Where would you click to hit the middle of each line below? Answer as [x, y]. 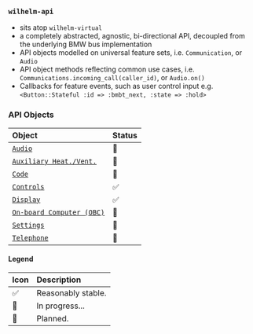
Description [59, 280]
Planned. [53, 318]
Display [26, 199]
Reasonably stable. [71, 292]
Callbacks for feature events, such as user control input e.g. [116, 86]
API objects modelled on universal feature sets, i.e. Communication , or [130, 53]
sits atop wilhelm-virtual [60, 28]
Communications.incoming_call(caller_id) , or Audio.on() [112, 78]
